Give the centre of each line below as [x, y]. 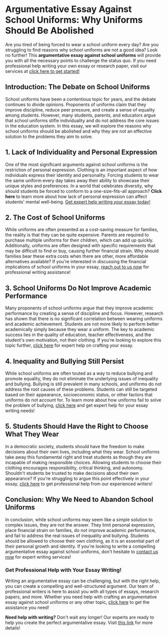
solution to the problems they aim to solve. [49, 136]
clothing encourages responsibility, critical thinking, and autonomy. [74, 468]
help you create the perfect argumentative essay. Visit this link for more [79, 622]
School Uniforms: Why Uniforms [74, 20]
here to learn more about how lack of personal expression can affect [76, 196]
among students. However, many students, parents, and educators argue [81, 115]
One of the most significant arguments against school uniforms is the [76, 164]
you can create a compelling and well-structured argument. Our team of [79, 586]
